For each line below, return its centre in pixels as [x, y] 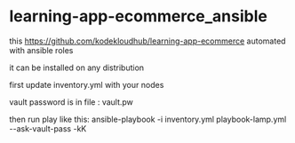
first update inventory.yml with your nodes [87, 84]
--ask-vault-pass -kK [48, 128]
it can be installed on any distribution [77, 68]
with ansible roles [41, 50]
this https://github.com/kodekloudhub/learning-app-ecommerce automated [147, 41]
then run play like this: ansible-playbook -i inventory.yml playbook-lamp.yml [148, 119]
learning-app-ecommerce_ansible [139, 16]
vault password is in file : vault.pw [71, 102]
